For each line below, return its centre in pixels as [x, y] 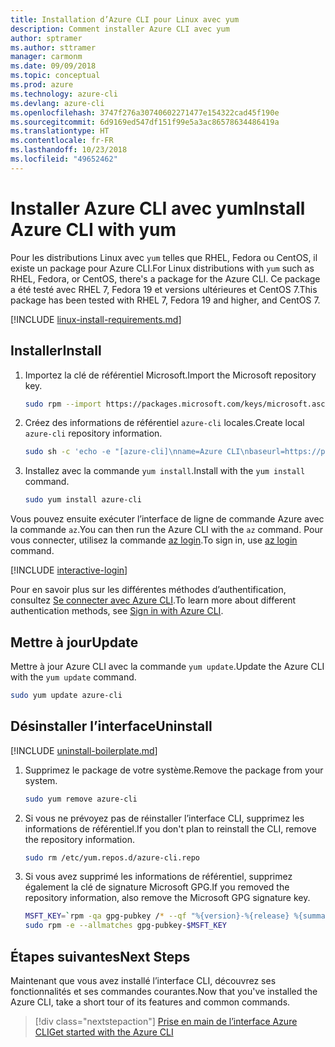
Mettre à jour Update [74, 642]
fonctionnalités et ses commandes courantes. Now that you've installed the [164, 991]
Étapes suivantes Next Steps [100, 956]
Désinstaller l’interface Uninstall [111, 726]
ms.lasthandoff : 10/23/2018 [69, 150]
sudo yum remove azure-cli [81, 799]
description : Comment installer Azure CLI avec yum [120, 29]
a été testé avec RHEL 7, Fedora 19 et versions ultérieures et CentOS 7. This [164, 289]
